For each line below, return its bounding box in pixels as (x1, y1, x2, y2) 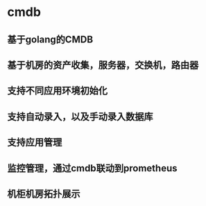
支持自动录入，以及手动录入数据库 (7, 110, 153, 122)
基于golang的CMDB (7, 33, 94, 45)
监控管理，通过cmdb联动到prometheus (7, 162, 178, 174)
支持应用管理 (7, 137, 62, 148)
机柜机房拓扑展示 (7, 188, 80, 200)
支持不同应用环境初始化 (7, 85, 108, 97)
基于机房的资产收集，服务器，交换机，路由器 (7, 59, 199, 71)
